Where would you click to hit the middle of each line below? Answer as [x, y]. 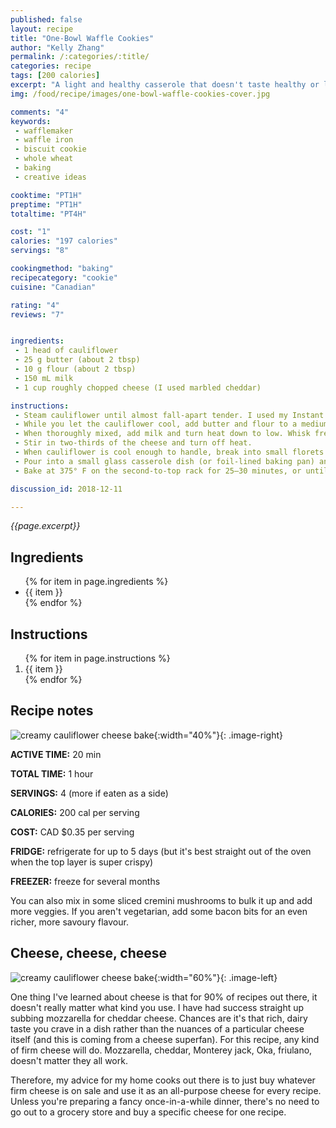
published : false [46, 19]
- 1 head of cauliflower [66, 351]
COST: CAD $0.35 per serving [72, 832]
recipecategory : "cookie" [64, 277]
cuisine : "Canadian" [53, 287]
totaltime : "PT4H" [48, 214]
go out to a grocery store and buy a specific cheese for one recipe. [148, 1112]
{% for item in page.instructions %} [97, 658]
